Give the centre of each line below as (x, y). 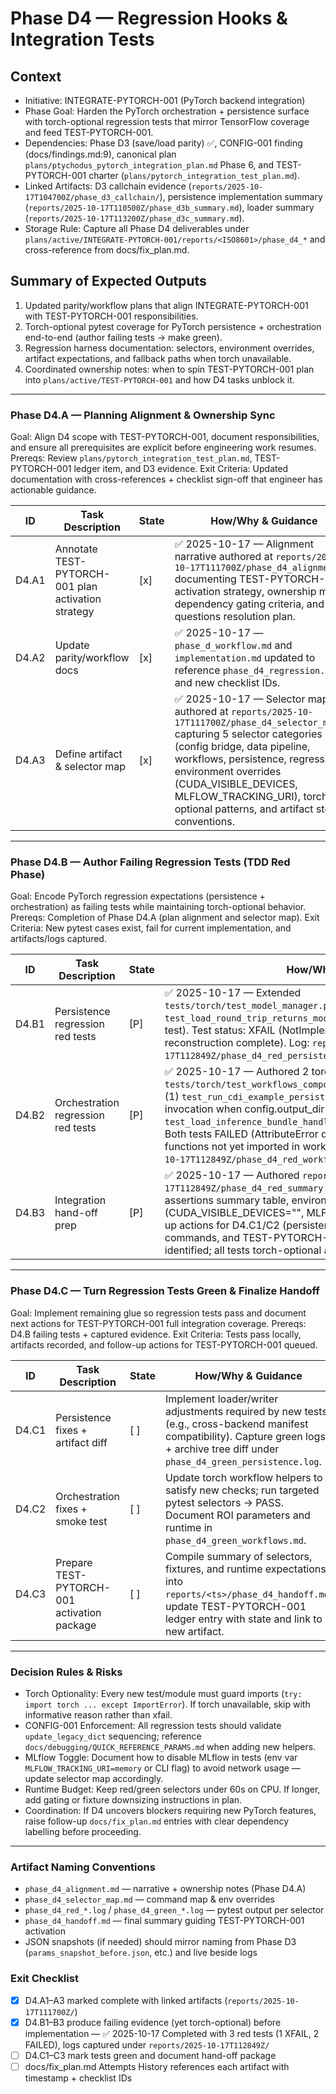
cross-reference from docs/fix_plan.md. (107, 250)
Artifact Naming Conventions (83, 1867)
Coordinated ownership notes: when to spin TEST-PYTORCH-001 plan (169, 369)
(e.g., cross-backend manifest (236, 1424)
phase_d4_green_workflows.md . (235, 1540)
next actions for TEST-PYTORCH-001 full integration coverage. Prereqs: (158, 1323)
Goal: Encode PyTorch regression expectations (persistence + (138, 896)
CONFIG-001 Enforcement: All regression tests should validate (153, 1725)
